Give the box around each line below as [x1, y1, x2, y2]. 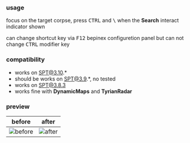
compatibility [6, 55, 45, 64]
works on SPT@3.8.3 [14, 81, 66, 88]
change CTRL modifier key [6, 41, 70, 48]
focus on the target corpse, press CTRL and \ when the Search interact [6, 17, 179, 24]
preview [6, 102, 30, 111]
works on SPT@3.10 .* [14, 69, 68, 76]
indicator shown [6, 23, 45, 30]
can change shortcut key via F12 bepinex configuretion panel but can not [6, 35, 184, 42]
